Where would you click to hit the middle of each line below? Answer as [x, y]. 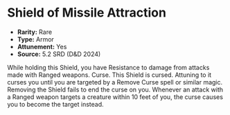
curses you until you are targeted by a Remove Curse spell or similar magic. [115, 82]
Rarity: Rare [35, 32]
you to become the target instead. [55, 104]
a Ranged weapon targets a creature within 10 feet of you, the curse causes [115, 97]
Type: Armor [35, 39]
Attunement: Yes [42, 46]
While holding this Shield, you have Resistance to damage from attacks [108, 67]
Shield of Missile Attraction [87, 13]
